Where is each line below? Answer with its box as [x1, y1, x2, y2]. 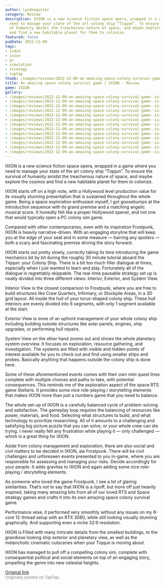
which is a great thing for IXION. [5, 433, 70, 439]
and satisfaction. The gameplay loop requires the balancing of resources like [5, 407, 160, 413]
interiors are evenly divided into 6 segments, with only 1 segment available [5, 300, 156, 306]
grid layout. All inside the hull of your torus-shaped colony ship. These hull [5, 295, 156, 301]
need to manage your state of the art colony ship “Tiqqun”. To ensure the [5, 168, 153, 174]
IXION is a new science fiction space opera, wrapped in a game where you [5, 163, 156, 169]
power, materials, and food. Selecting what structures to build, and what [5, 412, 151, 418]
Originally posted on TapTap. [5, 574, 60, 580]
